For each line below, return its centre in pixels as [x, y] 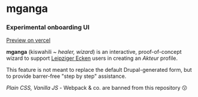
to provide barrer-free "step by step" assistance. [66, 76]
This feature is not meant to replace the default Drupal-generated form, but [99, 70]
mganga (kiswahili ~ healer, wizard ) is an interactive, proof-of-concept [94, 52]
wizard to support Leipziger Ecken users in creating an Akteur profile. [92, 58]
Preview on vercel [28, 40]
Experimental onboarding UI [48, 28]
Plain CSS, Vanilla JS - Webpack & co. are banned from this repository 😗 [97, 88]
